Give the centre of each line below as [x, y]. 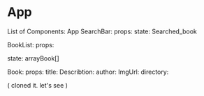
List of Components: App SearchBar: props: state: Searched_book [102, 31]
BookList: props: [31, 45]
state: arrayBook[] [33, 58]
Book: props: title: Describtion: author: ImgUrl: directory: [88, 72]
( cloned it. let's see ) [38, 85]
